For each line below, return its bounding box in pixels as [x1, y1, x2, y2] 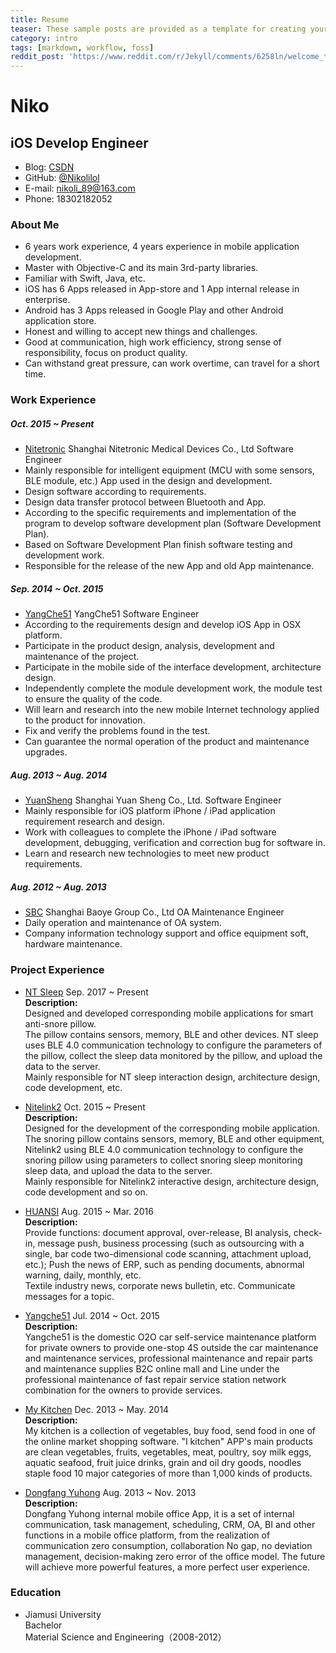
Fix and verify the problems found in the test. [24, 725, 211, 737]
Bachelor [24, 1619, 63, 1631]
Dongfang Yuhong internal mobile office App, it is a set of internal [24, 1507, 295, 1520]
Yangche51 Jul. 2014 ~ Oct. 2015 [24, 1309, 160, 1321]
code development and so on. [24, 1186, 148, 1198]
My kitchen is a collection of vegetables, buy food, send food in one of [24, 1424, 317, 1436]
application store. [24, 315, 97, 327]
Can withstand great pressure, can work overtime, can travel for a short [24, 357, 320, 370]
